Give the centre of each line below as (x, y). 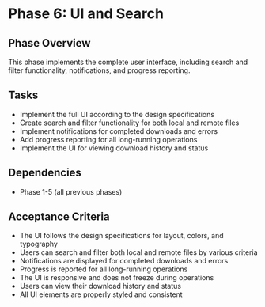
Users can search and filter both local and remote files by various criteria (138, 252)
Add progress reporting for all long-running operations (108, 139)
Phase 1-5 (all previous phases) (71, 191)
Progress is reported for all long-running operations (104, 269)
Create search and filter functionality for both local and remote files (129, 123)
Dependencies (45, 173)
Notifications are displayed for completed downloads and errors (124, 261)
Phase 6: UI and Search (86, 14)
